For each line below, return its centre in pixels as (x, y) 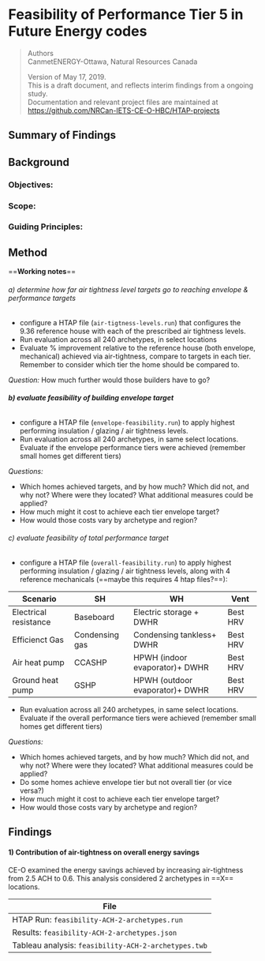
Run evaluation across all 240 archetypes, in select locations (118, 339)
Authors (40, 53)
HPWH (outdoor (163, 680)
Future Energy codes (78, 31)
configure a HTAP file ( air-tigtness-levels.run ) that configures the (130, 322)
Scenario (39, 599)
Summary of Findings (62, 135)
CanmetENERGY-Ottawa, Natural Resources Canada (112, 62)
